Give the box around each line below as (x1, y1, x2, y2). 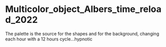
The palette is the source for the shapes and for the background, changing (5, 30, 159, 36)
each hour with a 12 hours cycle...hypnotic (5, 36, 93, 42)
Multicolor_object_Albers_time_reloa (5, 3, 161, 15)
